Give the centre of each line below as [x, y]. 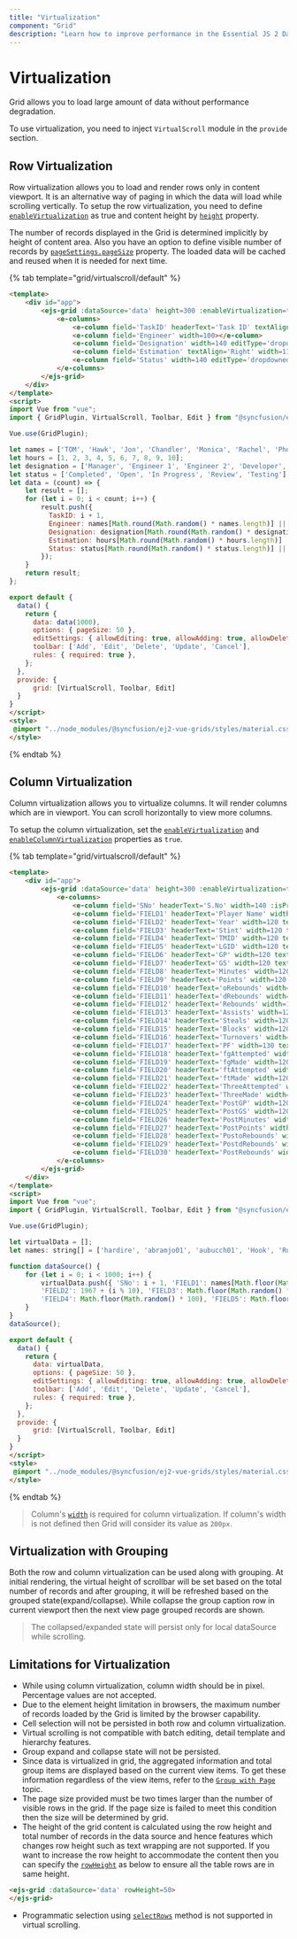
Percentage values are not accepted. [89, 1696]
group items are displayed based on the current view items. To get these [154, 1771]
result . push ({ [67, 507]
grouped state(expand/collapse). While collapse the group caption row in [142, 1601]
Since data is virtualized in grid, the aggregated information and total [147, 1761]
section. [24, 138]
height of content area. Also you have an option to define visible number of [145, 242]
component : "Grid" [43, 26]
